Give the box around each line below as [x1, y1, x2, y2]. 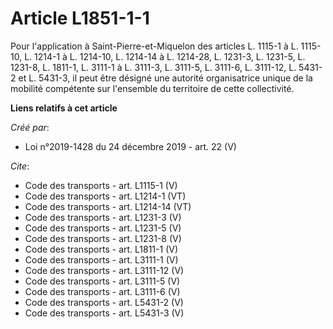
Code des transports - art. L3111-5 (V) [24, 275, 181, 287]
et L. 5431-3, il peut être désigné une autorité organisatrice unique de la [18, 72, 313, 84]
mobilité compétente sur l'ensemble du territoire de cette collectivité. [10, 82, 295, 94]
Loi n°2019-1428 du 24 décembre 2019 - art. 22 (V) [24, 140, 237, 152]
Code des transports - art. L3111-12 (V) [24, 264, 185, 276]
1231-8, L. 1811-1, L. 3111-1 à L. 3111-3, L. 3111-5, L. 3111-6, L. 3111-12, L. [10, 61, 297, 73]
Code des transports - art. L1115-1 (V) [24, 179, 178, 191]
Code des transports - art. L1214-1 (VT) [24, 190, 187, 202]
